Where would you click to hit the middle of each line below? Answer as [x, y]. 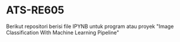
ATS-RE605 [35, 10]
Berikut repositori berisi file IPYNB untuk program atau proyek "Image [90, 26]
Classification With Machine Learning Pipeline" [62, 32]
